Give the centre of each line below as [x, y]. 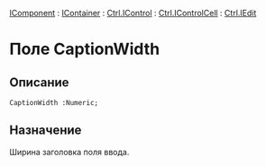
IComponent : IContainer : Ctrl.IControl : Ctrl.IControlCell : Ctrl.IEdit [133, 13]
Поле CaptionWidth [85, 49]
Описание [39, 82]
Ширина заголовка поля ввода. [69, 152]
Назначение [46, 131]
